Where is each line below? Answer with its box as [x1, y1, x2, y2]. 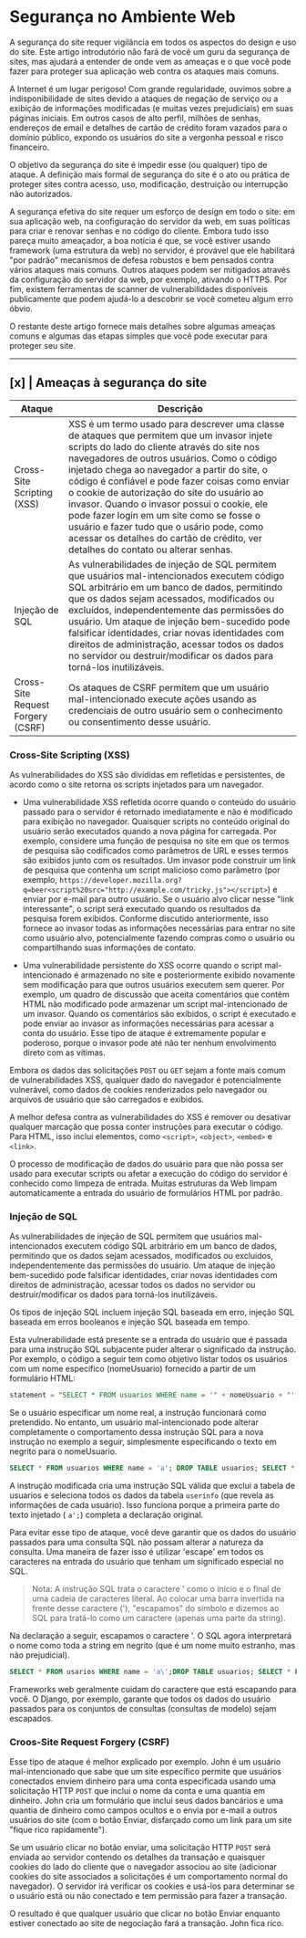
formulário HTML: [9, 1373, 76, 1384]
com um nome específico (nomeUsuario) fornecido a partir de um [9, 1363, 257, 1375]
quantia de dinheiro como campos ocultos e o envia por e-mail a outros [9, 1805, 278, 1816]
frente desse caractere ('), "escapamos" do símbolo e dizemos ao [31, 1603, 280, 1614]
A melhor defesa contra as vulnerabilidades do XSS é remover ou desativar [9, 1112, 291, 1123]
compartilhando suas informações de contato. [22, 942, 197, 953]
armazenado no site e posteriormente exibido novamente [80, 969, 296, 980]
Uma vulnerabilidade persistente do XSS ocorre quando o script [22, 960, 263, 971]
